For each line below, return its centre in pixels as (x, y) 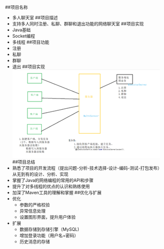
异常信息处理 (32, 211)
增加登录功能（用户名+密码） (49, 236)
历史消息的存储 (35, 242)
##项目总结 (24, 162)
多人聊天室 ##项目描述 (35, 18)
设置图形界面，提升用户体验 (48, 217)
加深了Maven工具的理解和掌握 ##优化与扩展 (57, 193)
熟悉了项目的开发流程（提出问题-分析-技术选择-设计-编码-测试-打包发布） (86, 168)
